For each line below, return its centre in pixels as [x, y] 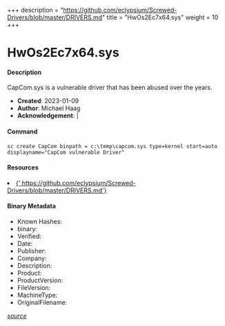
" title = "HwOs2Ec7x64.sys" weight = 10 [160, 17]
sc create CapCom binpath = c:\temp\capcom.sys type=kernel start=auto [112, 146]
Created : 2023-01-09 [48, 101]
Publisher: [31, 251]
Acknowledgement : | [48, 116]
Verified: [29, 236]
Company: [32, 258]
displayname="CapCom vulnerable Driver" [66, 152]
